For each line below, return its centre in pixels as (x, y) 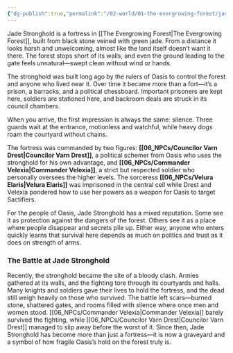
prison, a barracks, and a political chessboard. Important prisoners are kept (115, 91)
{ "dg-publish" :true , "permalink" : (55, 14)
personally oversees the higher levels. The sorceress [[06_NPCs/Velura (110, 177)
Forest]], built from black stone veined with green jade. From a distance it (112, 41)
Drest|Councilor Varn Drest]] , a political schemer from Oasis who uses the (114, 155)
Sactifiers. (22, 199)
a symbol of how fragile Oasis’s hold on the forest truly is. (89, 342)
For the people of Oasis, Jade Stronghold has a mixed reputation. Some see (115, 213)
